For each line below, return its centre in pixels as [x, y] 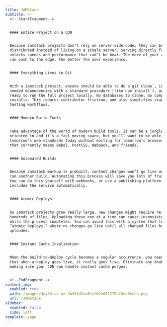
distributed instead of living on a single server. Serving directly [83, 50]
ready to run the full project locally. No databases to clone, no [81, 95]
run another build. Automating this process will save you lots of [81, 176]
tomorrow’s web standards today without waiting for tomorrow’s [78, 140]
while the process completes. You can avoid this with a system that [83, 222]
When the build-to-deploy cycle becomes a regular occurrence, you [81, 257]
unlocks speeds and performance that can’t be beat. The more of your [84, 55]
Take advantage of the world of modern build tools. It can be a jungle [86, 131]
